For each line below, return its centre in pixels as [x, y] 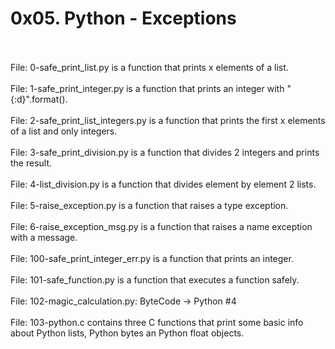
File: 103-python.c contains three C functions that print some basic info [157, 322]
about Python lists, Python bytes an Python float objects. [127, 333]
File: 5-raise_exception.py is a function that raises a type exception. [149, 205]
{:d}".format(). [39, 99]
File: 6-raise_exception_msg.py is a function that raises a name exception [161, 226]
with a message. [44, 237]
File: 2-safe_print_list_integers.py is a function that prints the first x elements [168, 120]
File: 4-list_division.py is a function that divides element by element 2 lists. [163, 184]
